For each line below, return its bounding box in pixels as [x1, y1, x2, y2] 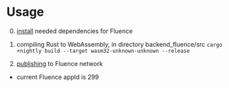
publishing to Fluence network [16, 59, 103, 67]
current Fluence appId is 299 [16, 73, 99, 81]
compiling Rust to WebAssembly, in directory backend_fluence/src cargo [16, 40, 223, 48]
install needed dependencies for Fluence [16, 27, 133, 35]
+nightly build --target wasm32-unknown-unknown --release [16, 47, 190, 54]
